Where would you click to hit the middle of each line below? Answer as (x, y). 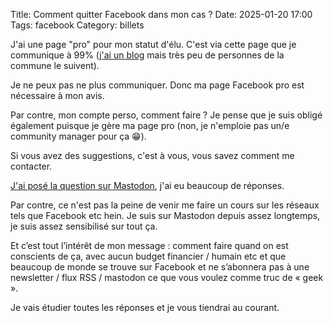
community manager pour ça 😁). (78, 136)
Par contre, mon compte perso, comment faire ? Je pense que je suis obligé (166, 115)
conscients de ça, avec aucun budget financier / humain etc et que (148, 256)
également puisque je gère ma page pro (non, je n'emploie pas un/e (150, 125)
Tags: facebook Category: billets (77, 25)
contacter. (31, 166)
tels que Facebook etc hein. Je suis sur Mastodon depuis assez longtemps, (165, 215)
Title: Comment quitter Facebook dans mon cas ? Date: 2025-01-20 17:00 (161, 14)
